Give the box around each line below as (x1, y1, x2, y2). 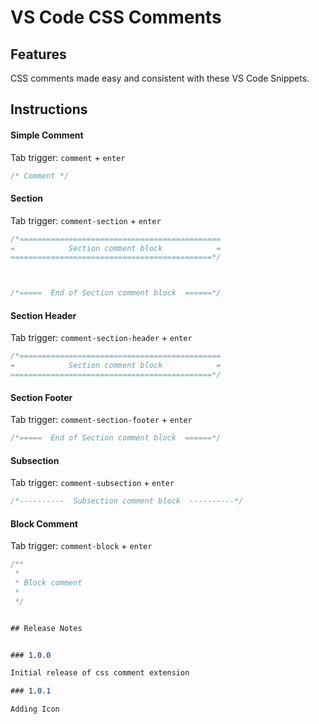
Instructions (10, 101, 88, 118)
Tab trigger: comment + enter (10, 151, 126, 163)
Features (10, 46, 67, 63)
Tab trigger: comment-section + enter (10, 214, 162, 226)
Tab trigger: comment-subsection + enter (10, 477, 175, 489)
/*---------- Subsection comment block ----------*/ (10, 496, 244, 506)
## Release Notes (10, 623, 83, 633)
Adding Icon (10, 704, 60, 715)
